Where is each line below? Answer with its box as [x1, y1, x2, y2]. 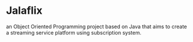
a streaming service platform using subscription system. [6, 29, 142, 36]
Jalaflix [6, 4, 43, 17]
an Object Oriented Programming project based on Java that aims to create [6, 23, 187, 30]
